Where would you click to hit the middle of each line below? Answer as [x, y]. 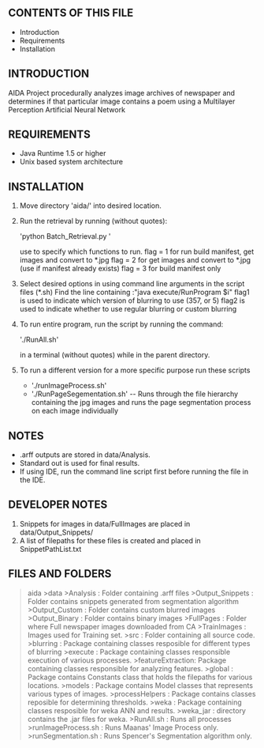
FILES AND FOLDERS [60, 574]
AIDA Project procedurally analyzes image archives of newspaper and [121, 93]
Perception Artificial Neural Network [67, 109]
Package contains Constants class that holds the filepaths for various [140, 677]
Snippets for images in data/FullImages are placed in [105, 523]
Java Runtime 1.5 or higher [63, 153]
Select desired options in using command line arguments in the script [132, 284]
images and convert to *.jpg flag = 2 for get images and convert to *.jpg [135, 260]
